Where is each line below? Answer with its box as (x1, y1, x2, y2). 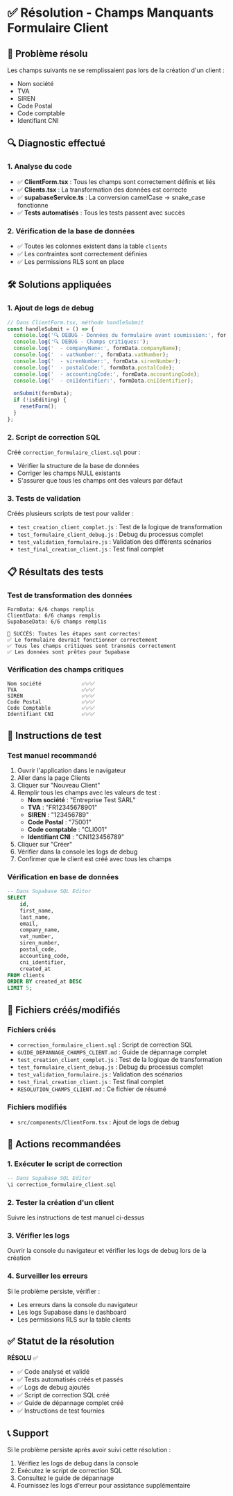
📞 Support (7, 1427, 49, 1439)
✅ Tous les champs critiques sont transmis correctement (7, 642, 177, 649)
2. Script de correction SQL (7, 432, 101, 442)
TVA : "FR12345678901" (27, 803, 98, 811)
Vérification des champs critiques (7, 665, 124, 674)
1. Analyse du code (7, 162, 73, 172)
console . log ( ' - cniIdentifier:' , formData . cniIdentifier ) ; (13, 377, 194, 384)
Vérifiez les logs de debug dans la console (17, 1459, 139, 1468)
